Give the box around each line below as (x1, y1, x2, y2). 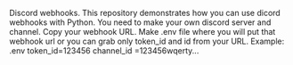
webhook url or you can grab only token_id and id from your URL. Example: (9, 36, 285, 46)
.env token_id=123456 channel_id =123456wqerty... (9, 45, 199, 56)
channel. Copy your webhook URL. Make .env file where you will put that (9, 27, 276, 37)
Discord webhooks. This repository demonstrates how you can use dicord (9, 8, 281, 18)
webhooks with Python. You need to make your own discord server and (9, 17, 272, 28)
